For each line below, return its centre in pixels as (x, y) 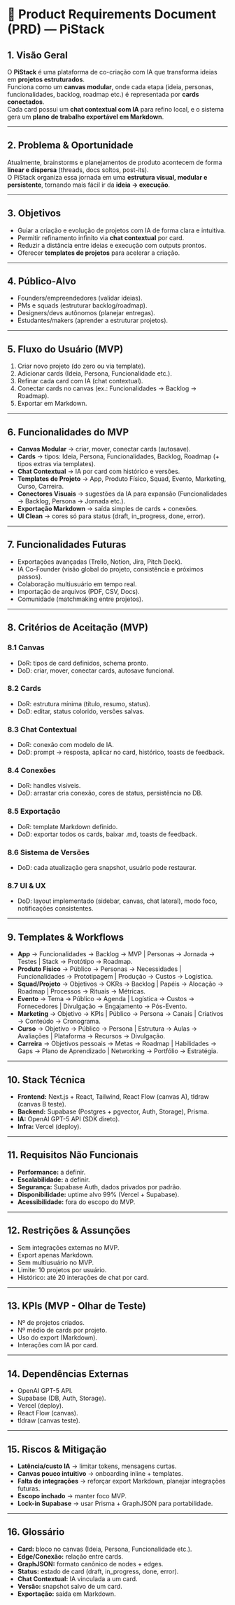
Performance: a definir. (51, 1172)
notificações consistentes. (55, 909)
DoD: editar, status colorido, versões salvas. (81, 711)
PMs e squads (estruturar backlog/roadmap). (82, 305)
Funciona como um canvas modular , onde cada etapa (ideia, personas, (111, 87)
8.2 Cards (24, 689)
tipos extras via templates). (56, 464)
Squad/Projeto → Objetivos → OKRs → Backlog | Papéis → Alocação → (120, 984)
